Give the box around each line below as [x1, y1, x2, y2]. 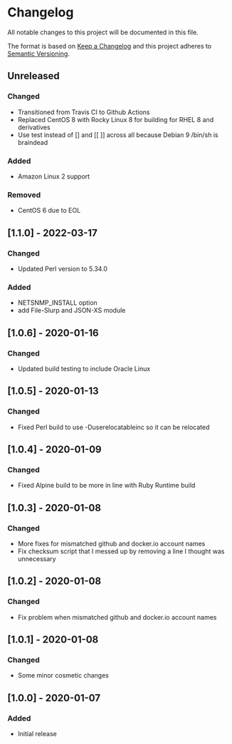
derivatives [17, 123, 51, 131]
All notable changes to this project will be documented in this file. [7, 28, 199, 36]
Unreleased [7, 70, 60, 82]
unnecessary [17, 554, 56, 563]
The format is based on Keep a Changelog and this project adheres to [7, 41, 212, 50]
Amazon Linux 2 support [17, 172, 90, 181]
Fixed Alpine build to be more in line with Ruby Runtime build [17, 481, 196, 490]
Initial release [17, 730, 57, 738]
